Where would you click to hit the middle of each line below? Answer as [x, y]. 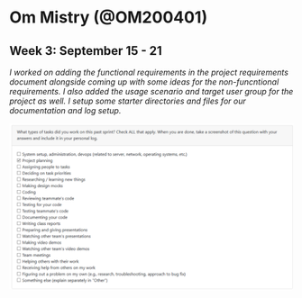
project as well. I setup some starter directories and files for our [128, 101]
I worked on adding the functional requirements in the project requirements [149, 72]
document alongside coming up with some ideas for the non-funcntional [144, 82]
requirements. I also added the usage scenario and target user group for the [151, 91]
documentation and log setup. [65, 110]
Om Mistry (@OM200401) [109, 18]
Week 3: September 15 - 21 [86, 51]
